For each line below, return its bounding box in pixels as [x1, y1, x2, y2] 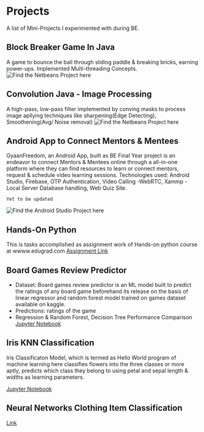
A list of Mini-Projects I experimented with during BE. [6, 24, 139, 32]
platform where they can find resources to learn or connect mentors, [6, 165, 179, 172]
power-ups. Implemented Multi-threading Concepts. [6, 65, 137, 72]
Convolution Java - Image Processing [6, 89, 152, 99]
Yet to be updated [6, 196, 53, 203]
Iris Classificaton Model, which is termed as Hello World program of [6, 354, 177, 361]
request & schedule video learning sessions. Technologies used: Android [6, 171, 190, 179]
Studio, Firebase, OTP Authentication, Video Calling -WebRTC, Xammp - [6, 178, 188, 185]
